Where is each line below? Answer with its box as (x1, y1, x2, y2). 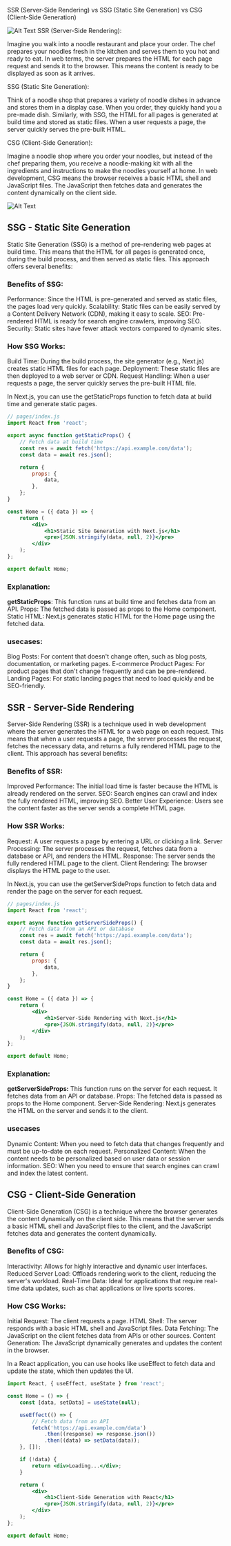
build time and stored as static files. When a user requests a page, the (7, 118, 206, 126)
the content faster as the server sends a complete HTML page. (7, 804, 186, 812)
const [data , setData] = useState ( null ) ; (19, 1399, 140, 1406)
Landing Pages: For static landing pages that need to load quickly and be (7, 674, 214, 683)
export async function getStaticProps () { (7, 432, 131, 439)
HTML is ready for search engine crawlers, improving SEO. (34, 317, 201, 325)
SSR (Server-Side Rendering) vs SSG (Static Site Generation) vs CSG (7, 6, 203, 14)
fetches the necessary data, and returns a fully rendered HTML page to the (7, 742, 221, 750)
